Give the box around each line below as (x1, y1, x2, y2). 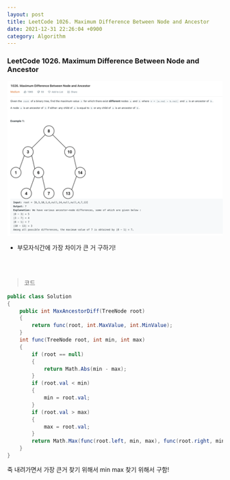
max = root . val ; (43, 423, 90, 430)
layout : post (7, 11, 44, 18)
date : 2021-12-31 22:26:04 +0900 (7, 25, 103, 32)
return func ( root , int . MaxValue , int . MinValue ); (31, 322, 173, 329)
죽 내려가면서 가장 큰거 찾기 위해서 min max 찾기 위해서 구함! (7, 465, 170, 473)
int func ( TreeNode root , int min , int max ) (19, 337, 146, 344)
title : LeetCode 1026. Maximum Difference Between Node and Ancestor (7, 18, 210, 25)
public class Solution (7, 293, 72, 300)
